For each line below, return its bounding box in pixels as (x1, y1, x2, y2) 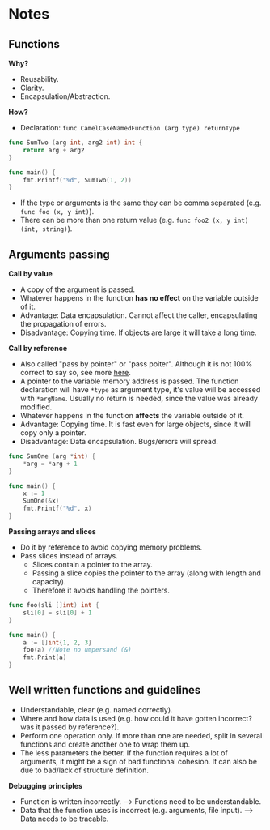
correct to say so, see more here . (19, 368, 131, 378)
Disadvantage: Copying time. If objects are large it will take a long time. (19, 327, 257, 337)
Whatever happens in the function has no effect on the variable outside (19, 293, 259, 303)
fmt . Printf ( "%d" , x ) (23, 504, 92, 513)
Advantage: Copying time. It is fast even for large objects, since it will (19, 419, 251, 430)
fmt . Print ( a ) (23, 653, 67, 661)
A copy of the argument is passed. (19, 285, 136, 294)
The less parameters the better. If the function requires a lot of (19, 747, 228, 758)
